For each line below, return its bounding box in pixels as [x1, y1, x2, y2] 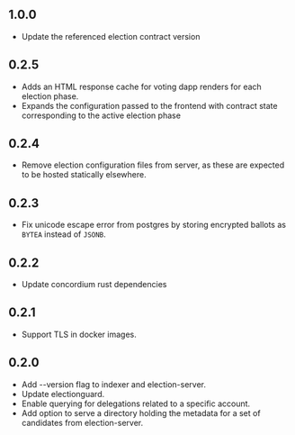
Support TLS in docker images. [21, 329, 137, 340]
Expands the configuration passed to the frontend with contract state [21, 100, 278, 111]
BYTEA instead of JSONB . [21, 229, 107, 240]
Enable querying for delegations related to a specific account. [21, 398, 251, 409]
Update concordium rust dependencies [21, 279, 167, 290]
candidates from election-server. [21, 417, 144, 428]
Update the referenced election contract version [21, 31, 201, 41]
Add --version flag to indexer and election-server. [21, 378, 206, 390]
